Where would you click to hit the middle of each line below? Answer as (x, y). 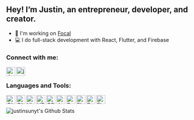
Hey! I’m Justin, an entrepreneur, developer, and (97, 10)
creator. (21, 19)
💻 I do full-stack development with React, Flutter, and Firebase (92, 40)
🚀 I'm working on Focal (43, 33)
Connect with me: (32, 57)
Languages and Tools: (39, 86)
